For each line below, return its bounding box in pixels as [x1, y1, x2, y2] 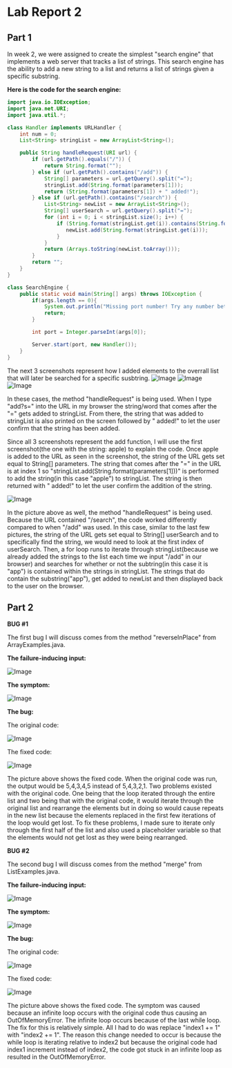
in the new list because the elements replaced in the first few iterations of [7, 812, 216, 820]
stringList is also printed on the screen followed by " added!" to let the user [7, 416, 221, 425]
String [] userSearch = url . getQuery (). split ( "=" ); [43, 207, 193, 214]
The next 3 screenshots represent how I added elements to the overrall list [7, 366, 219, 375]
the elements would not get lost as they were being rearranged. [7, 834, 188, 842]
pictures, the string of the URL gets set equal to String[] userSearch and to [7, 530, 219, 538]
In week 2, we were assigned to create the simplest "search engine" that [7, 50, 214, 58]
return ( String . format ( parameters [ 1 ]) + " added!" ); [43, 188, 199, 195]
